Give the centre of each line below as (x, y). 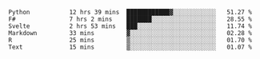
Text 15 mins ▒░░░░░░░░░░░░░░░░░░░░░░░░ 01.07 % (130, 47)
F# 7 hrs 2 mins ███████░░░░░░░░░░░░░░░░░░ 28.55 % (130, 19)
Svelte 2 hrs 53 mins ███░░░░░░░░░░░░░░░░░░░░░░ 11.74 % (130, 26)
